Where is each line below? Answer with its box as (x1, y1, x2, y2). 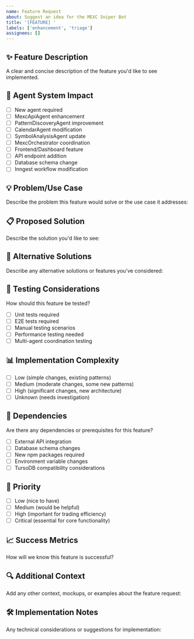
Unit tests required (14, 311, 60, 318)
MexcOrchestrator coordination (14, 139, 91, 146)
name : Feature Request (6, 8, 61, 15)
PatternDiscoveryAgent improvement (14, 119, 104, 126)
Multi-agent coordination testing (14, 337, 92, 344)
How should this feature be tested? (6, 300, 91, 307)
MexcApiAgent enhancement (14, 112, 85, 120)
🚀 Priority (6, 482, 41, 492)
